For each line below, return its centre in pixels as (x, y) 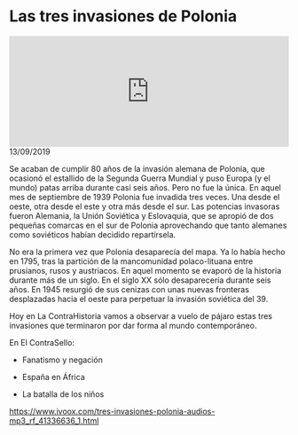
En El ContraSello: (42, 342)
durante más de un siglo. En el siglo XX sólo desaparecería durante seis (140, 280)
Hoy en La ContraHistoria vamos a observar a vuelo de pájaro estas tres (141, 315)
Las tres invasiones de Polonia (123, 16)
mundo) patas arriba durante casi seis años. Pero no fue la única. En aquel (145, 187)
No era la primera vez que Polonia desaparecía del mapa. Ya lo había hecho (147, 252)
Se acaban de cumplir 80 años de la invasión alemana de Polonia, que (137, 168)
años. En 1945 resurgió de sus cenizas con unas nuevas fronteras (129, 289)
